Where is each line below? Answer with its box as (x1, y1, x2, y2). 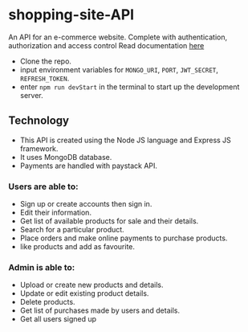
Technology (8, 114, 70, 128)
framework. (19, 143, 59, 154)
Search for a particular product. (19, 225, 124, 235)
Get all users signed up (19, 314, 97, 324)
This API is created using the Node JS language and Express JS (19, 135, 231, 145)
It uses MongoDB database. (19, 152, 112, 162)
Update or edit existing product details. (19, 289, 149, 298)
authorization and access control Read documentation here (8, 40, 205, 50)
